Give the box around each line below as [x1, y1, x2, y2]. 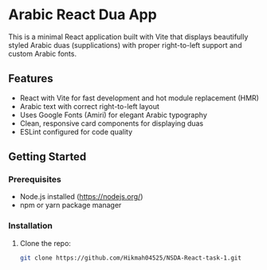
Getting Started [8, 150, 87, 164]
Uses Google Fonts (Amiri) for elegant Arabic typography [19, 110, 207, 119]
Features [8, 72, 53, 85]
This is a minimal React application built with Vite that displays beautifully [8, 32, 249, 41]
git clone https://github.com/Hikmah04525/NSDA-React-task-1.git [19, 253, 241, 262]
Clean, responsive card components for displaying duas [19, 118, 204, 128]
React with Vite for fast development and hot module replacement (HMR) [19, 93, 259, 103]
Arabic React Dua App [8, 6, 157, 24]
